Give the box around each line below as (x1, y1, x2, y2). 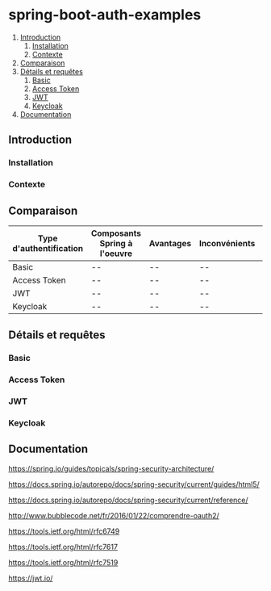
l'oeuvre (99, 248, 133, 259)
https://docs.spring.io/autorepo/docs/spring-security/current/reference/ (8, 495, 248, 505)
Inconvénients (198, 237, 256, 249)
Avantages (148, 237, 192, 249)
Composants (90, 228, 142, 239)
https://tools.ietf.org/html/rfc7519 (8, 557, 119, 567)
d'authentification (12, 242, 83, 254)
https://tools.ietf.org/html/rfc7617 (8, 542, 119, 551)
